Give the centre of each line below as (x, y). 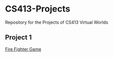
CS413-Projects (38, 9)
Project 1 (18, 37)
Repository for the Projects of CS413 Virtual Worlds (57, 22)
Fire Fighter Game (23, 49)
